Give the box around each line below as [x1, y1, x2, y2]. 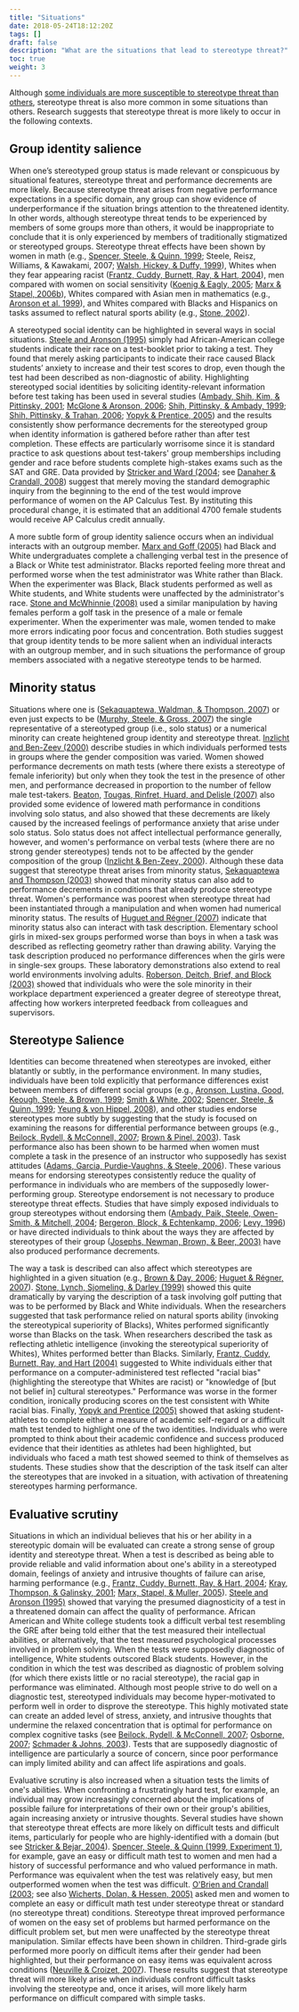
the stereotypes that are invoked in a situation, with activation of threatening [9, 1472, 288, 1482]
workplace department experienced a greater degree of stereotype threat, [9, 988, 282, 998]
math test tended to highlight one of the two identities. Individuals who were [9, 1424, 287, 1435]
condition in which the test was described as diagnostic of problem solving [9, 1663, 285, 1674]
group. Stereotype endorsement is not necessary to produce [52, 1189, 275, 1200]
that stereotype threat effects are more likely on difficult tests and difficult [9, 1822, 279, 1833]
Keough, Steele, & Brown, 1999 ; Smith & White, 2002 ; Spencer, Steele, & [9, 1094, 274, 1105]
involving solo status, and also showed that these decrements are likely [9, 808, 271, 818]
